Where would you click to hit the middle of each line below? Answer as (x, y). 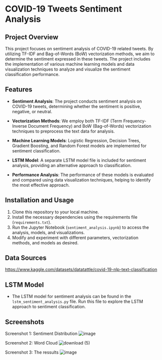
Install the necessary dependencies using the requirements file (75, 217)
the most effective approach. (41, 185)
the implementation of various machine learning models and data (70, 64)
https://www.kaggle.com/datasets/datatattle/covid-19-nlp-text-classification (81, 270)
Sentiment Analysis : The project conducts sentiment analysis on (77, 101)
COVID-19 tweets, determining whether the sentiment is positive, (76, 106)
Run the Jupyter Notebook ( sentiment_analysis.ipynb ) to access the (80, 227)
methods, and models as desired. (45, 242)
